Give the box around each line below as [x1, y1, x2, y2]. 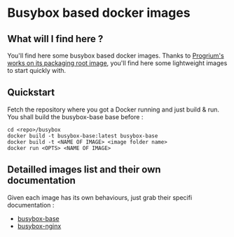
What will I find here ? [7, 33, 104, 45]
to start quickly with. [7, 67, 67, 74]
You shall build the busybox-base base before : [7, 112, 144, 121]
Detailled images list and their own [7, 163, 161, 176]
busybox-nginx [17, 222, 62, 230]
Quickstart [7, 86, 55, 99]
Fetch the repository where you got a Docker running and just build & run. [7, 105, 219, 114]
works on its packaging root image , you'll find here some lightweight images [7, 59, 228, 67]
